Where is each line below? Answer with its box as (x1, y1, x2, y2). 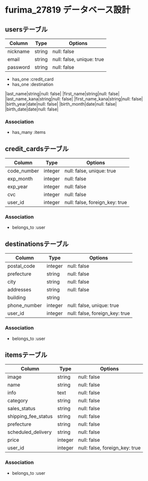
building (7, 294, 26, 301)
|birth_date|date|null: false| (5, 106, 59, 112)
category (7, 397, 28, 404)
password (7, 64, 30, 70)
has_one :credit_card (12, 76, 54, 82)
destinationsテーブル (5, 240, 69, 248)
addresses (7, 287, 31, 293)
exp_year (7, 183, 28, 190)
